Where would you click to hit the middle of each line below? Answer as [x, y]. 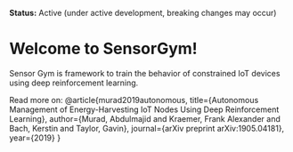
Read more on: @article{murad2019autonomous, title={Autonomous [134, 100]
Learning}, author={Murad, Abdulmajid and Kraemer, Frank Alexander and [145, 118]
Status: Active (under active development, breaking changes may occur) [143, 13]
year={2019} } [35, 138]
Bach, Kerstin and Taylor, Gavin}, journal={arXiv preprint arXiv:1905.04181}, [147, 128]
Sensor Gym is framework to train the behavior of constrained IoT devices [145, 73]
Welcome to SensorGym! [103, 49]
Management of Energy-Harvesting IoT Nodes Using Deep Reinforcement [144, 109]
